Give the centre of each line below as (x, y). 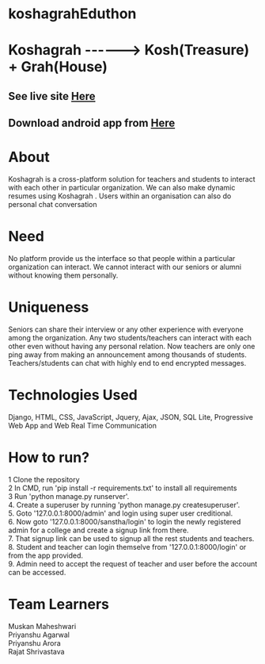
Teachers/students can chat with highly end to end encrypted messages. (127, 363)
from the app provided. (46, 555)
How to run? (49, 458)
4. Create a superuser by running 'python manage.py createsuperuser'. (124, 505)
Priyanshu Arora (34, 643)
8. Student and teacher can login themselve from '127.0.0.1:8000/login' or (127, 547)
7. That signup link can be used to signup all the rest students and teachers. (131, 538)
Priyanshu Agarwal (39, 635)
